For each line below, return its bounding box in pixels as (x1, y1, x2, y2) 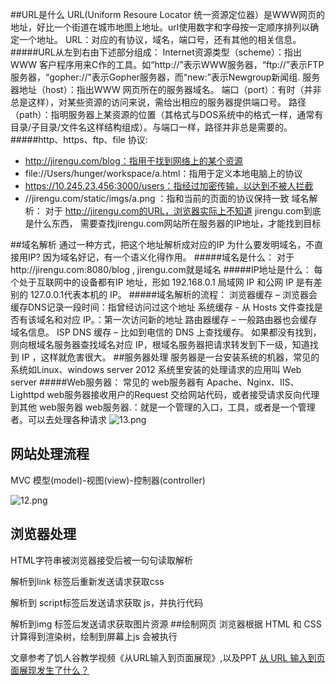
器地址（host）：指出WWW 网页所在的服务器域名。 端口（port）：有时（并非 (10, 84, 322, 95)
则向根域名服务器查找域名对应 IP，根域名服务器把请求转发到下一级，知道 (10, 339, 310, 350)
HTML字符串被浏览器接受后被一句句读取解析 (10, 554, 194, 566)
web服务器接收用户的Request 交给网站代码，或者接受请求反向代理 (46, 389, 320, 400)
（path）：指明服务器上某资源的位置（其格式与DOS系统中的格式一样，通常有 (10, 109, 324, 120)
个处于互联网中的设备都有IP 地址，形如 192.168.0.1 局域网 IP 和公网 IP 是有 (10, 276, 314, 288)
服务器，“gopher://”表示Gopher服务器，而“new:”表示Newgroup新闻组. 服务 (10, 71, 321, 83)
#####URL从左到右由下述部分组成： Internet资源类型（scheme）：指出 (10, 46, 303, 58)
